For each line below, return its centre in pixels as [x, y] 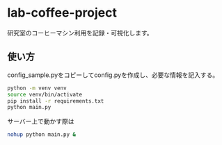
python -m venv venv [37, 88]
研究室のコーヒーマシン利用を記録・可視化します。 [80, 33]
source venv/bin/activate [45, 94]
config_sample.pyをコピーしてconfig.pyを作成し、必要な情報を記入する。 [113, 75]
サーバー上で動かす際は [41, 121]
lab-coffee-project [62, 13]
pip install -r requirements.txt [56, 101]
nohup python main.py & [42, 135]
